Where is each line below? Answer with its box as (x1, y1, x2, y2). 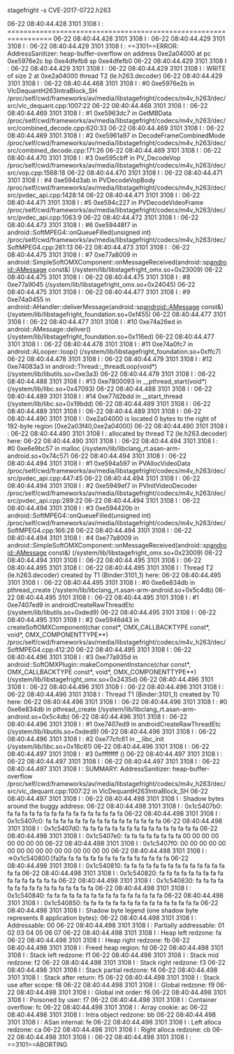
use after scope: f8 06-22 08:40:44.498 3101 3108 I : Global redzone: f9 (7, 981, 215, 989)
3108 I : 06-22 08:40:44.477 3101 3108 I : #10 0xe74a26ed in (7, 318, 182, 325)
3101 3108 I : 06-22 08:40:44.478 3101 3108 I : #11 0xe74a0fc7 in (7, 340, 193, 348)
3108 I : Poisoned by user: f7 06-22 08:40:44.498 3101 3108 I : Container (7, 996, 217, 1004)
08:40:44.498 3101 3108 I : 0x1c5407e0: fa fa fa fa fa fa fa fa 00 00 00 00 (7, 832, 219, 840)
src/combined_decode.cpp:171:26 (7, 147, 105, 154)
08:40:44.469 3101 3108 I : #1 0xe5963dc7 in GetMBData (7, 109, 173, 117)
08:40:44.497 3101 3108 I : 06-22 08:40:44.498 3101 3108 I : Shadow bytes (7, 795, 225, 802)
